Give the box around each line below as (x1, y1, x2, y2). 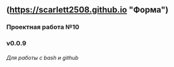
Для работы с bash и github (6, 54, 79, 61)
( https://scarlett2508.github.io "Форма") (6, 5, 169, 15)
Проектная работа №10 (6, 23, 79, 31)
